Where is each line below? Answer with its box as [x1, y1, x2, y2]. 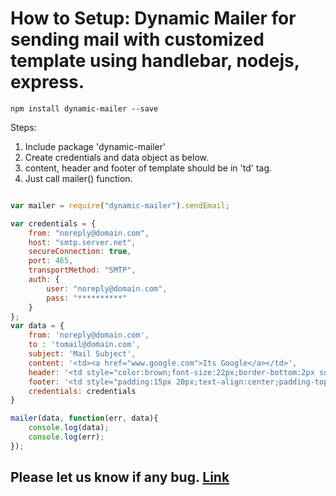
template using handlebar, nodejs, [10, 50, 300, 72]
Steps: [10, 121, 37, 133]
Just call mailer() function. [24, 172, 133, 184]
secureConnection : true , [28, 247, 132, 257]
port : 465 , [28, 256, 74, 266]
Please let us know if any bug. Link [10, 469, 230, 486]
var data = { [10, 321, 65, 331]
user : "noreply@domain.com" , [46, 283, 168, 294]
